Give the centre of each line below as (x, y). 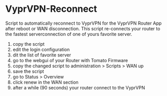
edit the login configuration (41, 49)
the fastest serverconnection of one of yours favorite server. (69, 34)
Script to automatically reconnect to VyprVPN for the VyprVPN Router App (83, 23)
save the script (28, 71)
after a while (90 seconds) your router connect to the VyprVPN (79, 87)
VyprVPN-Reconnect (51, 9)
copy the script (29, 44)
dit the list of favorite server (42, 55)
